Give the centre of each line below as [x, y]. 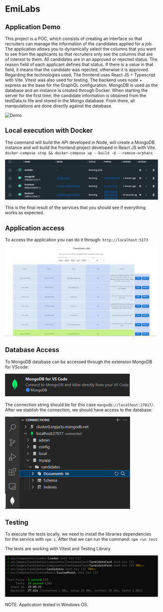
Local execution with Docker [49, 131]
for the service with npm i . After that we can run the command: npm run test [81, 539]
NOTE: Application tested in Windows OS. [47, 604]
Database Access [32, 350]
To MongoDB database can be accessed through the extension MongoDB [79, 362]
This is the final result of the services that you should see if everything [75, 207]
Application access [35, 228]
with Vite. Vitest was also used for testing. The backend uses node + [74, 80]
